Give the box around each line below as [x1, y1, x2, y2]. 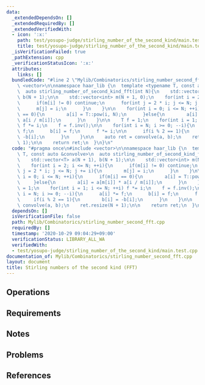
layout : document [6, 259, 51, 265]
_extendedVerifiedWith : [12, 26, 72, 32]
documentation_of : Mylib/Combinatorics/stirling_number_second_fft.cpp [6, 253, 192, 260]
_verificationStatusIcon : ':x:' [12, 60, 95, 66]
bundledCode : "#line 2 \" [12, 77, 78, 83]
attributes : [12, 65, 43, 72]
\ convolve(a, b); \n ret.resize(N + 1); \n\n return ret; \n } [17, 202, 195, 208]
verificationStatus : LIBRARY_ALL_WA [12, 236, 105, 242]
